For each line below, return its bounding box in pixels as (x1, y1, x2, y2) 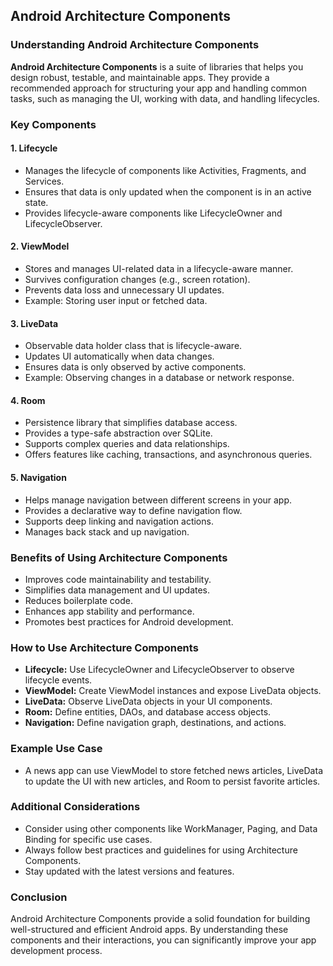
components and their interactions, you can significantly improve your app (10, 934, 317, 946)
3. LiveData (10, 317, 59, 329)
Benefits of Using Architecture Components (10, 550, 228, 564)
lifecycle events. (24, 674, 93, 686)
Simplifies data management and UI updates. (24, 584, 211, 596)
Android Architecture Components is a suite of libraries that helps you (10, 60, 304, 73)
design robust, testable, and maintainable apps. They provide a (10, 71, 270, 83)
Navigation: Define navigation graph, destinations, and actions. (24, 717, 287, 729)
